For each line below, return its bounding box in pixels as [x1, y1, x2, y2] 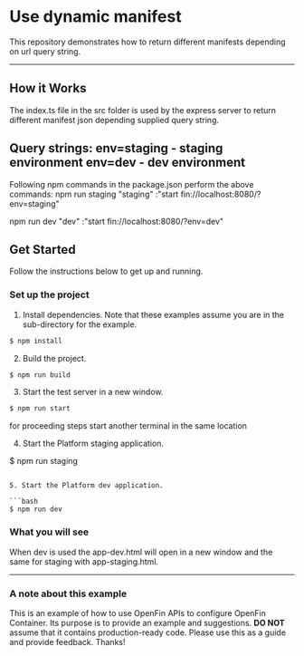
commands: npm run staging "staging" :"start [9, 188, 179, 199]
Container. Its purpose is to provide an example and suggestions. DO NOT [9, 617, 285, 628]
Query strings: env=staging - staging [9, 140, 223, 156]
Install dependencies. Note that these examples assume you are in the [22, 309, 285, 320]
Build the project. [22, 352, 87, 363]
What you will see [9, 526, 89, 538]
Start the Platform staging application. [22, 438, 165, 449]
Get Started [9, 242, 76, 257]
